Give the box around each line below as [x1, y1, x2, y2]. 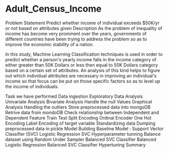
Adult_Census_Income [5, 3, 102, 15]
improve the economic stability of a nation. [5, 41, 94, 47]
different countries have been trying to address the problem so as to [5, 36, 147, 42]
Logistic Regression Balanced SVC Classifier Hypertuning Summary [5, 141, 146, 147]
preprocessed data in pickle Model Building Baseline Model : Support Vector [5, 125, 164, 132]
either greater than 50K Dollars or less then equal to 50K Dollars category [5, 62, 158, 68]
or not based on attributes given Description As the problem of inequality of [5, 25, 162, 31]
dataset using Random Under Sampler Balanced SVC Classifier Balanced [5, 136, 156, 142]
